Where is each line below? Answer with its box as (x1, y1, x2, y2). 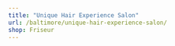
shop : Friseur (8, 26, 55, 34)
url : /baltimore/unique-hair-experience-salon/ (8, 19, 168, 27)
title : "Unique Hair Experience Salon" (8, 11, 140, 19)
